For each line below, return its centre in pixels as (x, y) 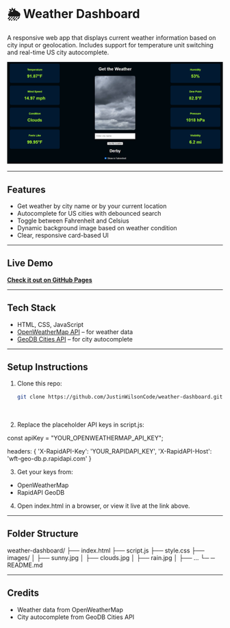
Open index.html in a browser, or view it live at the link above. (103, 506)
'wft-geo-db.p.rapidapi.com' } (49, 459)
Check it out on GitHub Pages (50, 280)
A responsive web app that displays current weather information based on (112, 37)
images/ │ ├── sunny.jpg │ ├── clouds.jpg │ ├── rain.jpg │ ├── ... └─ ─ (111, 557)
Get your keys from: (45, 472)
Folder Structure (43, 534)
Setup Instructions (48, 367)
